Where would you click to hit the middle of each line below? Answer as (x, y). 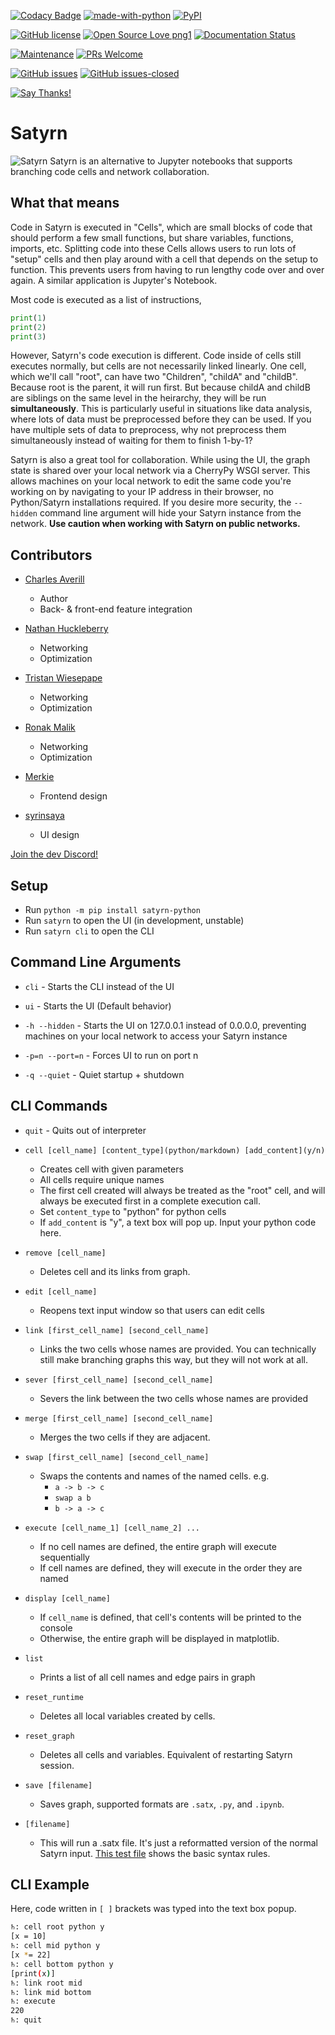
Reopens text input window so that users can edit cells (152, 1310)
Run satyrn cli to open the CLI (89, 931)
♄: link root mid (46, 1983)
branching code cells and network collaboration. (110, 171)
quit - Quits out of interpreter (85, 1130)
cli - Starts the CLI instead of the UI (99, 986)
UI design (59, 835)
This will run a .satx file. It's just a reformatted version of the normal (178, 1842)
